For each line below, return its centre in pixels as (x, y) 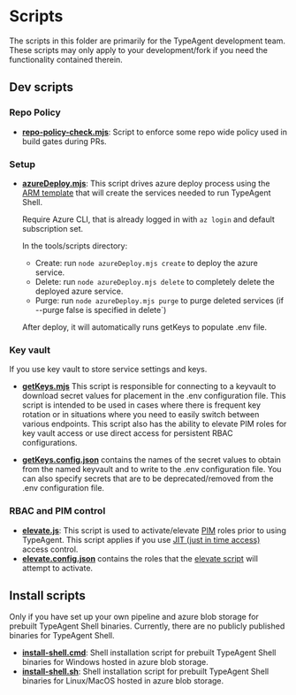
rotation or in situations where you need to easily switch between (140, 415)
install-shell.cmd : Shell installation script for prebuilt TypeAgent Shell (149, 653)
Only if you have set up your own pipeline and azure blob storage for (134, 617)
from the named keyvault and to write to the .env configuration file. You (152, 470)
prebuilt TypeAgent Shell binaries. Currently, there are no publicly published (147, 626)
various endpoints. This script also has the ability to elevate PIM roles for (154, 424)
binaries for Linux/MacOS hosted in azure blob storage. (123, 681)
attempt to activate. (57, 568)
